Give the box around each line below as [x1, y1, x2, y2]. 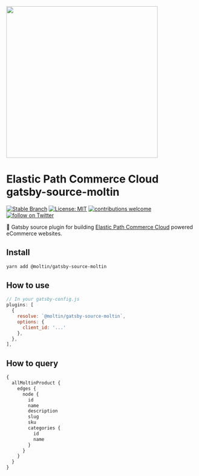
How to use [6, 280, 50, 290]
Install [6, 247, 30, 258]
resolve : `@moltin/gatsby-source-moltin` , [17, 313, 126, 320]
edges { [17, 385, 36, 392]
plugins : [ [6, 302, 34, 308]
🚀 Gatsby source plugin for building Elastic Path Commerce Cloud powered [6, 223, 194, 230]
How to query [6, 358, 59, 369]
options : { [17, 318, 45, 325]
